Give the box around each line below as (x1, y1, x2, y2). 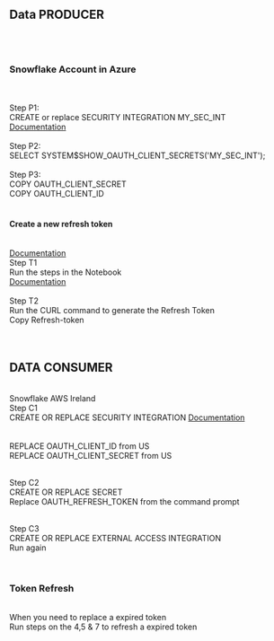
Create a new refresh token (9, 218, 113, 229)
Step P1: (9, 102, 40, 113)
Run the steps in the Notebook (9, 267, 122, 277)
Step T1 (9, 258, 38, 268)
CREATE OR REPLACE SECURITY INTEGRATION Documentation (9, 412, 245, 423)
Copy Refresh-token (9, 314, 84, 326)
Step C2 (9, 478, 40, 488)
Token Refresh (9, 583, 75, 595)
